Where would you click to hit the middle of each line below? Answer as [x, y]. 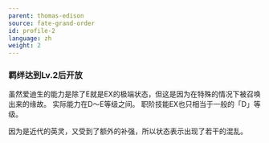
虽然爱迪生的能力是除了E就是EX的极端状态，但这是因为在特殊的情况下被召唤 [134, 94]
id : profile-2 [32, 31]
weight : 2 [25, 46]
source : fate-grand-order [51, 23]
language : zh [30, 38]
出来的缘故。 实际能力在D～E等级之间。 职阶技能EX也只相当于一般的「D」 [131, 104]
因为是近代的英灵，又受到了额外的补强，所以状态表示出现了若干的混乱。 [128, 131]
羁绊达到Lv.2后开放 [45, 76]
